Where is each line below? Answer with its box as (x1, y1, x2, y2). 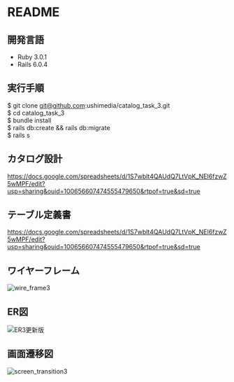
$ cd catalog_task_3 (7, 108, 65, 117)
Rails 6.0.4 (17, 60, 48, 69)
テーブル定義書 (7, 209, 71, 221)
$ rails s (7, 131, 30, 139)
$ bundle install (7, 116, 52, 125)
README (7, 4, 60, 20)
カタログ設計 (7, 153, 63, 165)
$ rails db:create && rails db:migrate (7, 123, 110, 132)
